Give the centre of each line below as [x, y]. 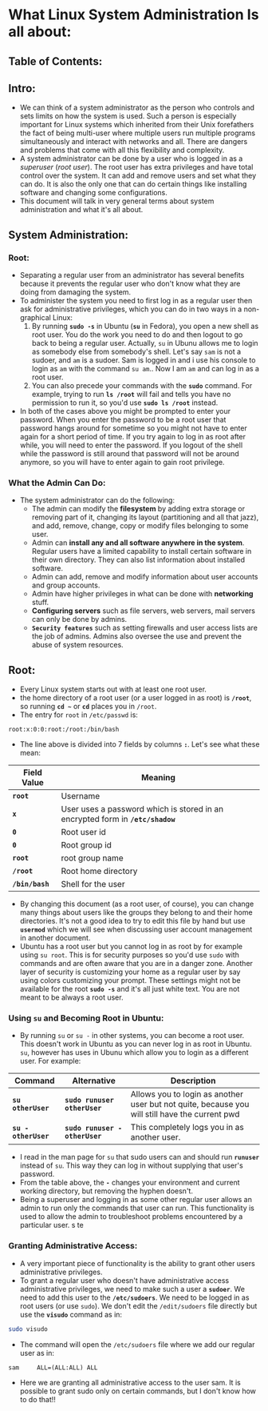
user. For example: [50, 1061]
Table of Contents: [55, 61]
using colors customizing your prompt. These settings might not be [130, 980]
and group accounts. [66, 585]
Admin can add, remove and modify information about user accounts [145, 577]
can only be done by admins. [79, 619]
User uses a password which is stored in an [142, 809]
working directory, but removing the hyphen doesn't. [106, 1191]
